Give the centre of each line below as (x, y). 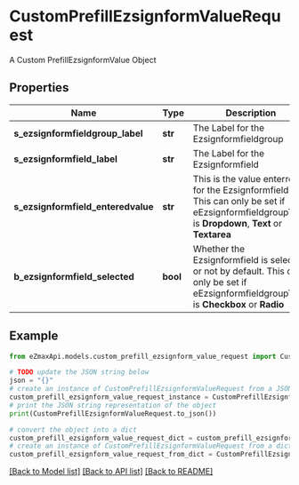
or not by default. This (238, 271)
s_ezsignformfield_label (66, 159)
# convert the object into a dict (73, 429)
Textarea (212, 235)
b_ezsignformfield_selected (74, 276)
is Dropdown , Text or (238, 223)
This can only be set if (239, 201)
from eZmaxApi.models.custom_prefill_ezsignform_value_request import (143, 356)
